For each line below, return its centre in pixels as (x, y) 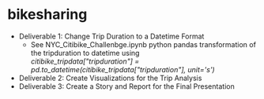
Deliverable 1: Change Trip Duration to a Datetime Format (111, 36)
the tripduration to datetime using (85, 53)
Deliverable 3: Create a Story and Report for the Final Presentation (126, 86)
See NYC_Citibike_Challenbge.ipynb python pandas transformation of (143, 44)
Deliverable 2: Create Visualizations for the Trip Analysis (110, 78)
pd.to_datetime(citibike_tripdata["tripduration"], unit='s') (123, 69)
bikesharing (47, 15)
